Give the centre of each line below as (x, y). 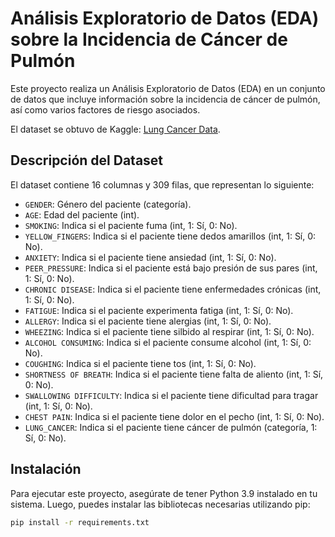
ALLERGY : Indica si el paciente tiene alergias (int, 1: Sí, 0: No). (148, 321)
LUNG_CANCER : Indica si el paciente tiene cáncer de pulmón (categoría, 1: (171, 427)
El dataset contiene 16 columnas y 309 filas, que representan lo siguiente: (162, 184)
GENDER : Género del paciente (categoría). (108, 204)
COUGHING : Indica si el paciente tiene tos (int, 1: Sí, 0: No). (140, 363)
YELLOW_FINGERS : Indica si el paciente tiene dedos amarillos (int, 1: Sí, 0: (170, 236)
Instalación (46, 469)
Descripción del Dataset (87, 160)
